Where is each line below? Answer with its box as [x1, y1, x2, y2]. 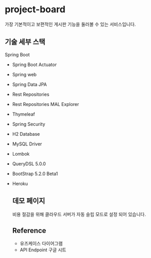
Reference [12, 226, 47, 235]
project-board [5, 4, 66, 15]
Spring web [12, 71, 37, 77]
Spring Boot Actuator [12, 61, 57, 68]
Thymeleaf [12, 111, 35, 117]
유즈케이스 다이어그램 [19, 241, 63, 247]
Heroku [12, 180, 28, 186]
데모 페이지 [12, 197, 46, 205]
